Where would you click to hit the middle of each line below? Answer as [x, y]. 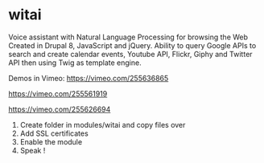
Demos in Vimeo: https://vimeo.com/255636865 [89, 78]
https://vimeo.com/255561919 [58, 93]
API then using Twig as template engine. [75, 63]
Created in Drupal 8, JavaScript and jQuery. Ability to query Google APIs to [132, 45]
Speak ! [33, 150]
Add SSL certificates [54, 133]
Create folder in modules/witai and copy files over [103, 124]
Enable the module [51, 141]
